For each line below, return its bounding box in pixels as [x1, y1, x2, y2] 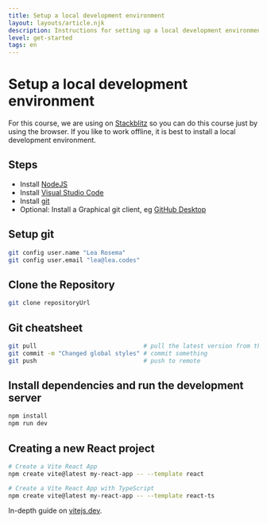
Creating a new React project [8, 441, 155, 455]
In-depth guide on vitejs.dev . [8, 506, 103, 516]
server [8, 390, 42, 405]
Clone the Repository [8, 278, 115, 291]
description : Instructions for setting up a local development [8, 26, 222, 34]
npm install [8, 412, 48, 421]
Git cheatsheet [8, 321, 83, 334]
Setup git [8, 228, 54, 241]
